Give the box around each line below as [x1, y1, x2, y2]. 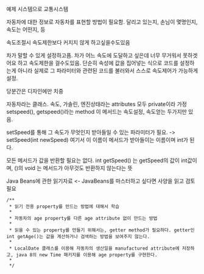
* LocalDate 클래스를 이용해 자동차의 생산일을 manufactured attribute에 [9, 245, 180, 251]
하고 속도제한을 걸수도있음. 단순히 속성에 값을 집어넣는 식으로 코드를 [17, 60, 178, 66]
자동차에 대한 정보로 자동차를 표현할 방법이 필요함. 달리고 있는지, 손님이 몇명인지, [6, 18, 198, 26]
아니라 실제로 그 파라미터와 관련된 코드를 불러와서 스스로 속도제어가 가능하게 [17, 67, 199, 74]
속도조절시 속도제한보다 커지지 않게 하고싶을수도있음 [6, 39, 130, 46]
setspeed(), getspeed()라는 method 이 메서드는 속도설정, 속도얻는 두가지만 [6, 108, 187, 115]
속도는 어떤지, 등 [6, 26, 46, 33]
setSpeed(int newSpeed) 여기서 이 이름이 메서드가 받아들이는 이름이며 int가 [6, 136, 189, 143]
